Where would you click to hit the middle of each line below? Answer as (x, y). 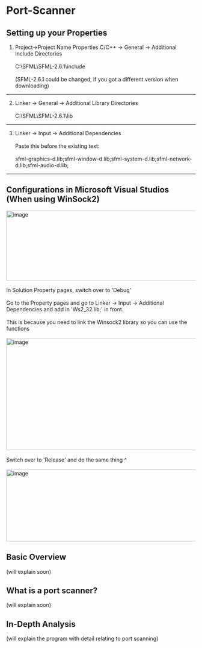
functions (18, 328)
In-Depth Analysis (41, 624)
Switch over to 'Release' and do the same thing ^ (67, 460)
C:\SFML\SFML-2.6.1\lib (44, 116)
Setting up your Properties (57, 33)
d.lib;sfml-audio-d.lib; (42, 165)
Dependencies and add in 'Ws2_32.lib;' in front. (65, 309)
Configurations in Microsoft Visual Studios (88, 190)
